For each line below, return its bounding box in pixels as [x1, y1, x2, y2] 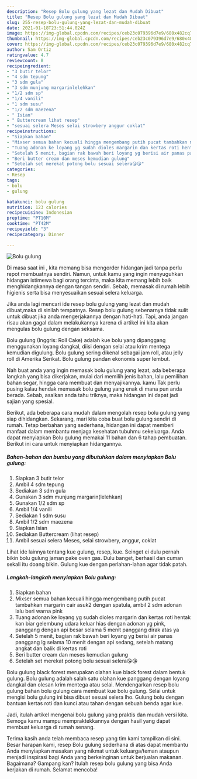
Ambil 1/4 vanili [15, 505, 52, 512]
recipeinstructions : [6, 128, 57, 135]
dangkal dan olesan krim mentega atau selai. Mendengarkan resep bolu [6, 681, 179, 688]
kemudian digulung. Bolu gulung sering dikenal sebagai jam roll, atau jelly [6, 349, 184, 356]
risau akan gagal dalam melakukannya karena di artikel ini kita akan [6, 319, 169, 326]
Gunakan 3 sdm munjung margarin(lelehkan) [15, 493, 123, 500]
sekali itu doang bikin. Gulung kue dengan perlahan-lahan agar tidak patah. [6, 561, 188, 568]
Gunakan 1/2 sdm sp [15, 499, 65, 507]
